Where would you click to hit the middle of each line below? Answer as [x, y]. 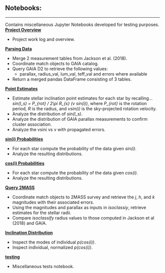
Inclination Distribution [29, 232]
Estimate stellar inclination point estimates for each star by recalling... [82, 98]
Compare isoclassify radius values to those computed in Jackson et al [83, 218]
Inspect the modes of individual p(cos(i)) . [54, 242]
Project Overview [23, 29]
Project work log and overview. [43, 39]
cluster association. [32, 124]
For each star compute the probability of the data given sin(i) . [74, 148]
